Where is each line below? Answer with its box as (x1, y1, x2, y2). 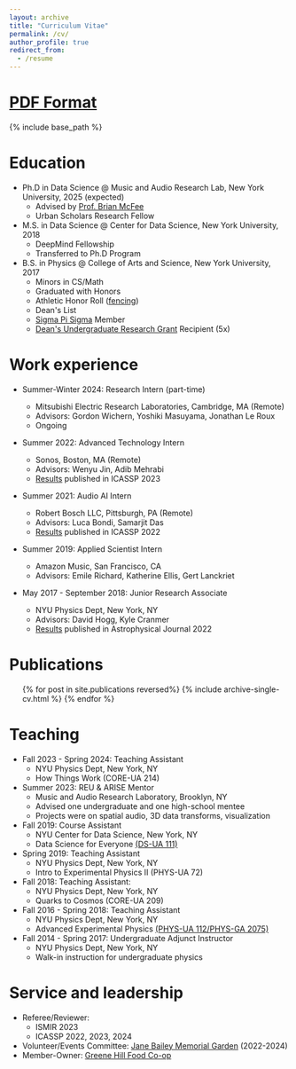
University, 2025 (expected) (21, 192, 125, 202)
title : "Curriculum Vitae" (9, 21, 109, 30)
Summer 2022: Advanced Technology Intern (21, 436, 184, 448)
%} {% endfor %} (51, 693, 115, 703)
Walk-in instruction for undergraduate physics (35, 951, 204, 963)
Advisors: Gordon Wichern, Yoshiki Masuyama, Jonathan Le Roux (35, 410, 276, 421)
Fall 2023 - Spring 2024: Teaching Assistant (21, 753, 184, 764)
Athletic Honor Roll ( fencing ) (35, 295, 139, 306)
